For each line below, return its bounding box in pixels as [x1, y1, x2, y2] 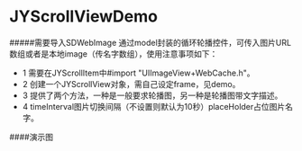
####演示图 [9, 131, 54, 142]
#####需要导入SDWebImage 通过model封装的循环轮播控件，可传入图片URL [9, 37, 291, 48]
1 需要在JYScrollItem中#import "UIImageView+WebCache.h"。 [22, 67, 255, 78]
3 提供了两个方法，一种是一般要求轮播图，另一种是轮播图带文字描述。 [22, 90, 283, 101]
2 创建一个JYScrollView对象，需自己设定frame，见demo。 [22, 78, 241, 89]
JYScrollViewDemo [9, 6, 158, 27]
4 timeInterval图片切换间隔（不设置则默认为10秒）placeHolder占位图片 [22, 101, 286, 111]
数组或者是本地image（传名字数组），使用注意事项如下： [9, 48, 218, 59]
